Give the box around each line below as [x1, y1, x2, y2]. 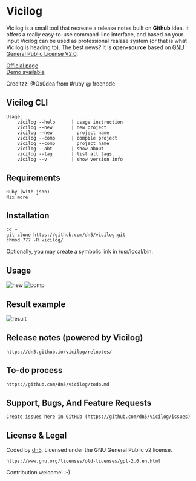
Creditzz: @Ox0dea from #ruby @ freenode [6, 80, 116, 87]
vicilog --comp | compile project [17, 135, 118, 141]
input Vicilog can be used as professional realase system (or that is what [6, 37, 188, 44]
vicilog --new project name [17, 129, 110, 136]
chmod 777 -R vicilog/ [6, 237, 64, 243]
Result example [6, 299, 66, 309]
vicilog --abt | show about [17, 146, 104, 152]
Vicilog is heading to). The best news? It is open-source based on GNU [6, 44, 185, 51]
